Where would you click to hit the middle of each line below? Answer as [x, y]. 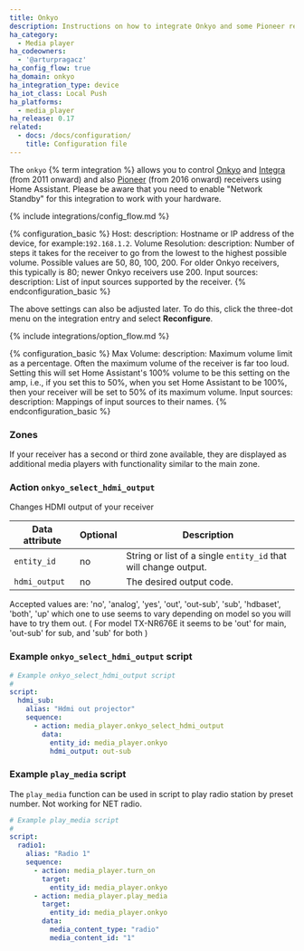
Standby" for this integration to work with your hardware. [115, 198]
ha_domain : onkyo [42, 77]
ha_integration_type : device [64, 85]
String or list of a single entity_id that [207, 556]
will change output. [166, 567]
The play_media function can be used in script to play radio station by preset [152, 794]
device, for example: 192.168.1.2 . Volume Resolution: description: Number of [152, 243]
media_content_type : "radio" [104, 930]
